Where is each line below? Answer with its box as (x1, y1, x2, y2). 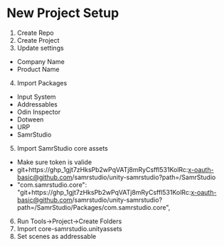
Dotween (16, 115, 44, 124)
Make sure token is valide (16, 158, 92, 166)
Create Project (16, 36, 60, 44)
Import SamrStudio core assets (16, 144, 108, 152)
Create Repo (16, 28, 54, 37)
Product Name (16, 65, 60, 73)
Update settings (16, 43, 65, 52)
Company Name (16, 57, 65, 65)
